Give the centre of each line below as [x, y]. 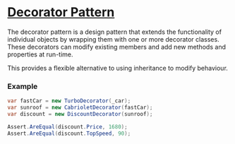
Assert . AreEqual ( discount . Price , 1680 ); [68, 127]
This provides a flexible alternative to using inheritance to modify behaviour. [117, 68]
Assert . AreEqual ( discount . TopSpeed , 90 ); [69, 133]
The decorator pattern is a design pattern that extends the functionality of [115, 32]
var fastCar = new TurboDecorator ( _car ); [69, 101]
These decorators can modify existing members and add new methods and [116, 47]
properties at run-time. [40, 54]
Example [23, 86]
